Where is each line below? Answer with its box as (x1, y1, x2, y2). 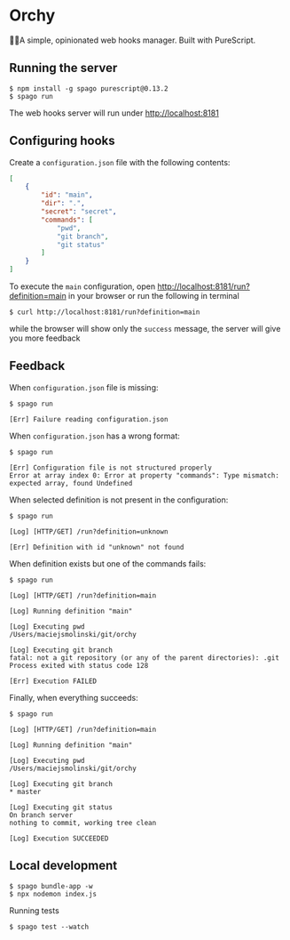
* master (9, 787, 42, 796)
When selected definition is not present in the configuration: (9, 494, 229, 505)
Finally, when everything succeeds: (9, 692, 139, 703)
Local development (9, 858, 118, 873)
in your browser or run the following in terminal (67, 291, 239, 301)
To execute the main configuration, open (9, 281, 156, 292)
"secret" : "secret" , (41, 207, 117, 216)
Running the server (9, 60, 118, 76)
